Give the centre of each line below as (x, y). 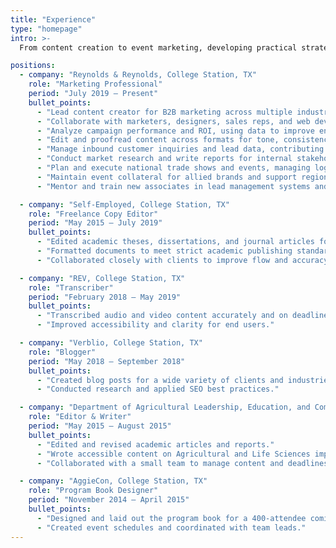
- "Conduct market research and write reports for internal (164, 159)
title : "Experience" (53, 19)
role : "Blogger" (62, 352)
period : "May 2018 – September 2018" (107, 361)
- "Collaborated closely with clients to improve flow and (162, 260)
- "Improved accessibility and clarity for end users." (155, 325)
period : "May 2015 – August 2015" (100, 426)
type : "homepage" (46, 29)
